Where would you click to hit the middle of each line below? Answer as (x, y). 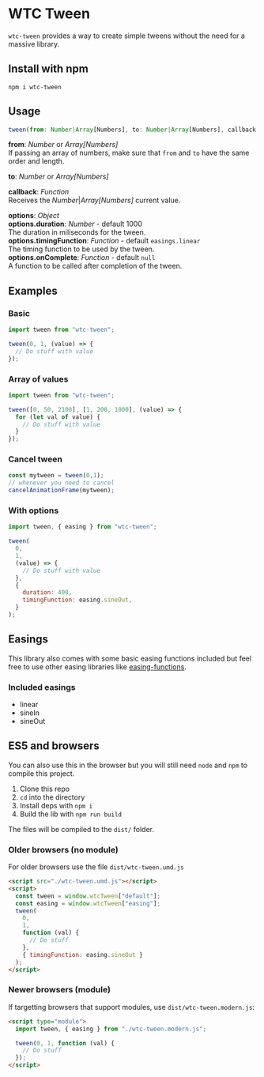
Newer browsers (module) (59, 990)
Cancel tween (36, 459)
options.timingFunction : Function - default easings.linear (104, 241)
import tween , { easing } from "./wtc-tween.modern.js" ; (111, 1029)
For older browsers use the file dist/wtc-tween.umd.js (96, 867)
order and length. (36, 161)
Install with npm (48, 69)
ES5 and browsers (54, 746)
